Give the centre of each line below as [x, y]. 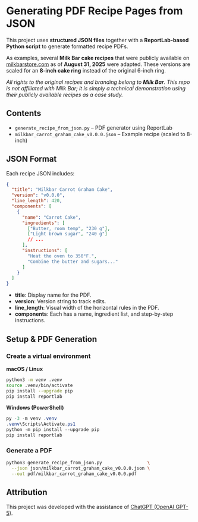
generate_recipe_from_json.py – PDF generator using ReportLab [93, 128]
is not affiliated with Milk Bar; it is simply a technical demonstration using [96, 88]
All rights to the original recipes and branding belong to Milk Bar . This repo [98, 82]
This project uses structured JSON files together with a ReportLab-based [98, 40]
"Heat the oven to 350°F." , [62, 256]
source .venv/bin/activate [40, 385]
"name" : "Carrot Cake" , [51, 217]
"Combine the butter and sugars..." [73, 262]
